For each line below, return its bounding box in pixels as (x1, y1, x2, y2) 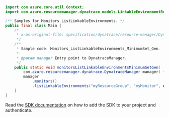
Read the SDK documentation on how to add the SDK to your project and (5, 101, 156, 107)
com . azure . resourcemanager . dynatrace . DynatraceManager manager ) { (23, 69, 165, 74)
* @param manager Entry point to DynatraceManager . (16, 55, 127, 60)
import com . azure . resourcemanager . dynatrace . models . (5, 9, 118, 14)
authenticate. (5, 107, 33, 113)
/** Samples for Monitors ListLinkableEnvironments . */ (5, 18, 125, 23)
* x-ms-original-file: (16, 32, 64, 37)
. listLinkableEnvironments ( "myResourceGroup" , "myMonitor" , (32, 83, 161, 88)
